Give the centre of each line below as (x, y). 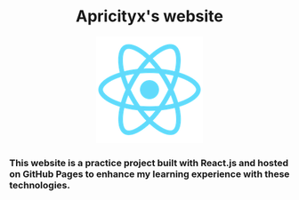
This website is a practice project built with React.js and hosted (149, 163)
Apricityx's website (149, 16)
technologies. (40, 185)
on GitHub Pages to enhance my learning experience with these (149, 173)
